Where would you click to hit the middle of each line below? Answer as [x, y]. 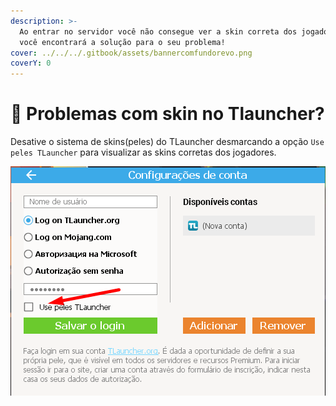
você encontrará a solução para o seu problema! [122, 42]
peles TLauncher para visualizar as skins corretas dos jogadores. [143, 152]
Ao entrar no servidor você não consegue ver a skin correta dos [158, 31]
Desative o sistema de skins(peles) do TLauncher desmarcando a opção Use [167, 142]
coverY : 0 [31, 63]
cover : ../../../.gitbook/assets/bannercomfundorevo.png [131, 53]
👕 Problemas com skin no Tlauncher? [167, 114]
